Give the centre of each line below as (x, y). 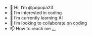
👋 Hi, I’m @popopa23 (31, 8)
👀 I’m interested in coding (36, 13)
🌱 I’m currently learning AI (36, 18)
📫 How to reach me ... (33, 28)
